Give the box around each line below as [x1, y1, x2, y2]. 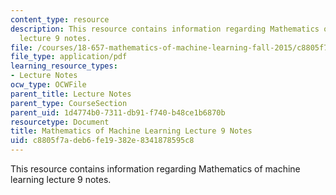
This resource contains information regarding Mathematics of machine [10, 163, 301, 175]
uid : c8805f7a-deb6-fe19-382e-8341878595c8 [10, 136, 195, 146]
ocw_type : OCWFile [10, 80, 87, 90]
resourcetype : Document [10, 117, 110, 127]
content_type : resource [10, 14, 110, 25]
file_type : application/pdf [10, 52, 128, 62]
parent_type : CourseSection [10, 98, 128, 108]
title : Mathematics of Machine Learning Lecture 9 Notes [10, 126, 253, 136]
